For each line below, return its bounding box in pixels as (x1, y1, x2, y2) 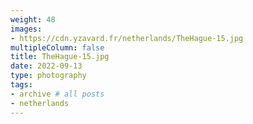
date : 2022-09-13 (10, 61, 83, 71)
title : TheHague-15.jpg (10, 52, 110, 62)
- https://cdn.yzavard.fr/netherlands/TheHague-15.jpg (10, 33, 244, 43)
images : (10, 24, 43, 34)
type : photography (10, 71, 87, 81)
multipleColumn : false (10, 42, 105, 53)
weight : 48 (10, 14, 56, 25)
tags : (10, 80, 33, 90)
